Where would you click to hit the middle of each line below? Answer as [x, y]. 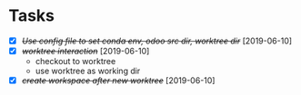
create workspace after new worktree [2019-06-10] [118, 81]
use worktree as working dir [88, 71]
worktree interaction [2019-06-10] [85, 51]
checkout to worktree [75, 62]
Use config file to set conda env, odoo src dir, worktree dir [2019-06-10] [157, 41]
